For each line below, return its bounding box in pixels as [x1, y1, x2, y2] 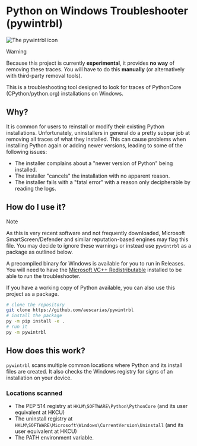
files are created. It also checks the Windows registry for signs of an [6, 368, 173, 375]
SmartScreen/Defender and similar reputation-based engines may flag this [6, 236, 189, 243]
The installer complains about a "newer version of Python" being [14, 159, 173, 167]
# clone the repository [6, 302, 65, 308]
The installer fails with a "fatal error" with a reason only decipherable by [14, 178, 191, 185]
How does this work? [6, 346, 85, 356]
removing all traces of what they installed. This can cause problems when [6, 135, 186, 143]
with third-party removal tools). [6, 72, 82, 79]
